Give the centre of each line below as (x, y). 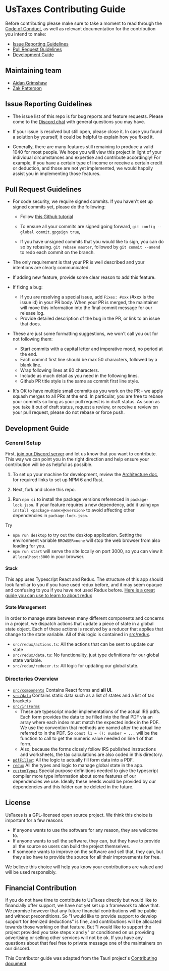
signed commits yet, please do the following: (59, 207)
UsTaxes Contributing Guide (66, 9)
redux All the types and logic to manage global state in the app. (78, 765)
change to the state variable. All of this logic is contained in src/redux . (78, 635)
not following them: (33, 339)
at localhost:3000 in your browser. (48, 557)
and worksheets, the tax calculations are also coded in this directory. (92, 754)
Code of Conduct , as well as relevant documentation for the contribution (80, 28)
